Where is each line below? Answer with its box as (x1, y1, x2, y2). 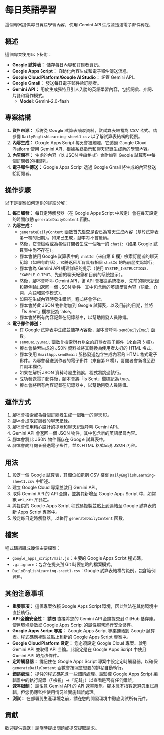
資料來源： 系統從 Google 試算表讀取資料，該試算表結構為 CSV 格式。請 (12, 127, 157, 133)
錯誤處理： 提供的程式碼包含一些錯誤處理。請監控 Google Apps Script (12, 671, 153, 677)
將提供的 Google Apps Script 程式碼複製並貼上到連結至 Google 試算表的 (12, 503, 157, 508)
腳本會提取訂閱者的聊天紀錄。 (12, 418, 72, 424)
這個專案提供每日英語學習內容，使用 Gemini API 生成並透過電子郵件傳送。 (5, 22, 154, 27)
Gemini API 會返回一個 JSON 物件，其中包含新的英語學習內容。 (12, 430, 140, 436)
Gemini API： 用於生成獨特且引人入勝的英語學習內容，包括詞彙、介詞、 (12, 86, 156, 92)
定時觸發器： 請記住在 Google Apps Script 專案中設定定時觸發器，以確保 (12, 658, 158, 664)
